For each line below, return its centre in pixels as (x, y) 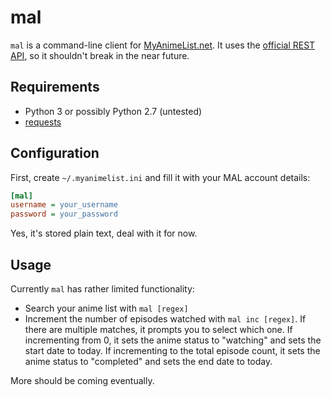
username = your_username (64, 205)
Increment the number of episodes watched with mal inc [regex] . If (165, 319)
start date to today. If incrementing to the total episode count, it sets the (172, 350)
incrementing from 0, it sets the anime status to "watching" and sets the (173, 340)
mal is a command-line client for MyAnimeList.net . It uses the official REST (163, 45)
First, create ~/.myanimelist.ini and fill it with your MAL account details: (160, 177)
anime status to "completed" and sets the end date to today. (148, 361)
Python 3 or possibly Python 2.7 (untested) (113, 111)
